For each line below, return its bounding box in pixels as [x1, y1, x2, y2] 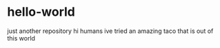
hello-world [7, 4, 76, 20]
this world [7, 34, 36, 42]
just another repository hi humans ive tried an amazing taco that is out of [7, 27, 214, 35]
